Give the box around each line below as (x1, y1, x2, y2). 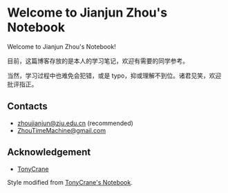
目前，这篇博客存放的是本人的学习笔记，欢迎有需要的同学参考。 (7, 57, 189, 65)
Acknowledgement (7, 147, 91, 158)
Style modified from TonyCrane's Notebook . (7, 178, 133, 186)
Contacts (7, 100, 48, 112)
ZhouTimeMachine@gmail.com (17, 126, 106, 134)
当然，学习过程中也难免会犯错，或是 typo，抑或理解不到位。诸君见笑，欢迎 (7, 71, 222, 80)
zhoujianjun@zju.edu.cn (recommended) (17, 119, 133, 127)
